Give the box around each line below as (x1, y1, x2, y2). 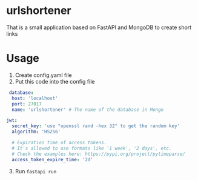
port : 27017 (12, 101, 42, 107)
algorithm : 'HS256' (12, 128, 61, 135)
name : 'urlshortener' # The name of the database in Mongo (12, 107, 164, 113)
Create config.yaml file (15, 71, 72, 79)
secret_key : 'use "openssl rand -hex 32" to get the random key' (12, 123, 180, 129)
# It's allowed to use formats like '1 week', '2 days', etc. (12, 145, 172, 152)
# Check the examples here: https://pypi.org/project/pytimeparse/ (12, 151, 186, 157)
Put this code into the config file (15, 78, 95, 85)
